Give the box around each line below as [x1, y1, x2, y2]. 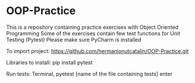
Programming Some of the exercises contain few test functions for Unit [6, 29, 180, 36]
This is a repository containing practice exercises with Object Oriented [6, 24, 179, 31]
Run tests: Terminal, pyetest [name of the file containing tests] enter [6, 70, 172, 77]
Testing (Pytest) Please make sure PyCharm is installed [6, 36, 141, 43]
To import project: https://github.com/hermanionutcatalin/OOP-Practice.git [6, 47, 189, 54]
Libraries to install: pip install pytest [6, 59, 93, 66]
